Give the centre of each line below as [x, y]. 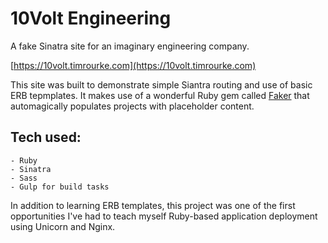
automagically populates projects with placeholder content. [132, 106]
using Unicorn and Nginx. [63, 226]
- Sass [24, 178]
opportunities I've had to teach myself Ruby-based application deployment [164, 216]
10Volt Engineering [91, 18]
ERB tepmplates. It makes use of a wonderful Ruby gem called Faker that [160, 95]
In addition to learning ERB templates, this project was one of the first [153, 205]
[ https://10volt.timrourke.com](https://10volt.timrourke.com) [133, 65]
